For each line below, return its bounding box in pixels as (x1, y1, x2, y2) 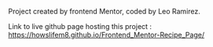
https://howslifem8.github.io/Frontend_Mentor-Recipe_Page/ (8, 31, 205, 39)
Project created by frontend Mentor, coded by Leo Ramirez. (8, 7, 200, 16)
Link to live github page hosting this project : (8, 22, 152, 31)
